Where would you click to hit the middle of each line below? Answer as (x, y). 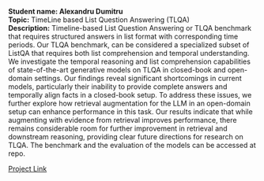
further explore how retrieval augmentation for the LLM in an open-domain (129, 103)
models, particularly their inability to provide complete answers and (118, 87)
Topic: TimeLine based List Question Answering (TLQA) (99, 20)
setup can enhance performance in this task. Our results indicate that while (130, 112)
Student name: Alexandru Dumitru (66, 11)
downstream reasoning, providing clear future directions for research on (126, 137)
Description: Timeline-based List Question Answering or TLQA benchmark (130, 28)
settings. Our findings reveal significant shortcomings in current (138, 78)
